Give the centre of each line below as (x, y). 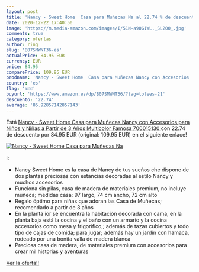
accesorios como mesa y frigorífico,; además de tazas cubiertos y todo (102, 226)
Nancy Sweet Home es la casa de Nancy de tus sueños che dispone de (102, 170)
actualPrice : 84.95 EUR (36, 56)
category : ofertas (29, 39)
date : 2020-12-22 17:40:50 (39, 22)
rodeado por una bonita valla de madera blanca (73, 239)
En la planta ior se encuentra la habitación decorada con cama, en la (98, 213)
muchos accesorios (39, 182)
